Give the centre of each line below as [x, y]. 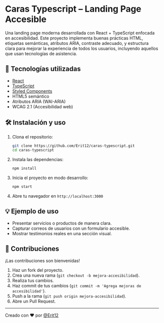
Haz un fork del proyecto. [38, 270]
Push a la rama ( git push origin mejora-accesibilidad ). [69, 296]
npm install [24, 169]
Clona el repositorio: [32, 137]
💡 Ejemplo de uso [32, 212]
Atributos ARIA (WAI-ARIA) [39, 101]
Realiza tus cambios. [33, 280]
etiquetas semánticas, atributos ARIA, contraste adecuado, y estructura [77, 43]
